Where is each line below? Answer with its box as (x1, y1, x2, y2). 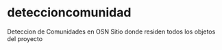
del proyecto (7, 34, 43, 42)
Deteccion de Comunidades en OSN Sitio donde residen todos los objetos (7, 27, 216, 36)
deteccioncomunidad (7, 5, 132, 21)
